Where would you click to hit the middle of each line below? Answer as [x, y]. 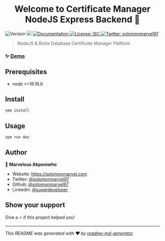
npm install [17, 111]
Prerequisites [26, 72]
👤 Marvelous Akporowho [31, 164]
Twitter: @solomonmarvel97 [41, 179]
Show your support [35, 205]
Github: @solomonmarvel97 [40, 184]
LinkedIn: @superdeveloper [40, 189]
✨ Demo [15, 56]
